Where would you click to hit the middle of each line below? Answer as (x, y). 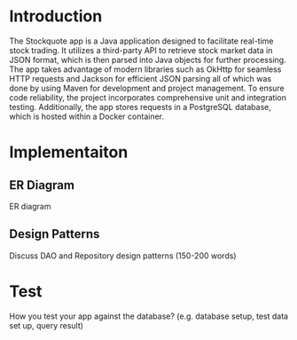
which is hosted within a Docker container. (87, 116)
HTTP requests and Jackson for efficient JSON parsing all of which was (141, 78)
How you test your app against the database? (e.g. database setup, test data (149, 316)
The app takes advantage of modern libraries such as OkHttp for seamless (145, 69)
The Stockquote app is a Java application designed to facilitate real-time (141, 41)
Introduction (56, 16)
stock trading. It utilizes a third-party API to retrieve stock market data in (141, 50)
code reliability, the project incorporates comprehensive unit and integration (148, 97)
